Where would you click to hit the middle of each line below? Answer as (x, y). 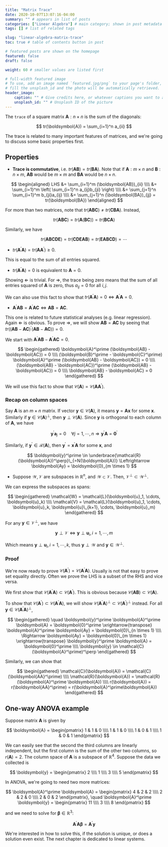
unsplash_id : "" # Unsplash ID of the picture (63, 102)
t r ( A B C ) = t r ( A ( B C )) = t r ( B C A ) (84, 220)
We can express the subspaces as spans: (48, 487)
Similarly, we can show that (33, 662)
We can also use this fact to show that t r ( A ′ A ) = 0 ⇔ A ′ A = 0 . (69, 297)
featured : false (22, 56)
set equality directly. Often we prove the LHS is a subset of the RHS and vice (84, 577)
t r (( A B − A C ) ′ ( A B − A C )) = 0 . (34, 328)
